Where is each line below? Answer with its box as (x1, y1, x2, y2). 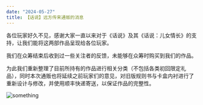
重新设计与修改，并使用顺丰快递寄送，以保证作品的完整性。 (6, 79, 155, 87)
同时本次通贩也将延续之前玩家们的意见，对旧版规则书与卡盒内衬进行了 (19, 72, 195, 79)
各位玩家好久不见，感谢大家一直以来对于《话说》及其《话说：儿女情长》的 (6, 31, 192, 39)
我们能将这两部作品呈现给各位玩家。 (22, 39, 112, 46)
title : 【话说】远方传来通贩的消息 (6, 14, 84, 20)
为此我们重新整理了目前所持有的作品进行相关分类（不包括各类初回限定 (6, 64, 181, 72)
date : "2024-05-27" (6, 8, 56, 15)
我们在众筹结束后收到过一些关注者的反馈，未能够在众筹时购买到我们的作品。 (6, 52, 197, 59)
